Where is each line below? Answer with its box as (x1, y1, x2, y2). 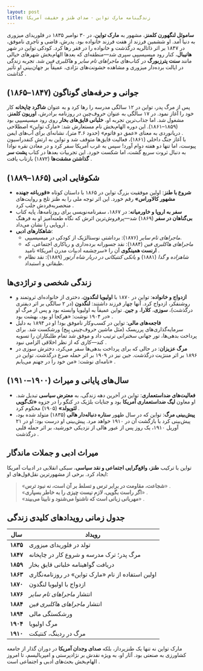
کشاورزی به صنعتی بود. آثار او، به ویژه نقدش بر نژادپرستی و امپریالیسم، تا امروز (7, 652, 187, 659)
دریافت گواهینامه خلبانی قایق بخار (28, 561, 114, 569)
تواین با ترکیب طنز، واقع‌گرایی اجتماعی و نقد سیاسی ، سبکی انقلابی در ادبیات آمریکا (7, 464, 192, 471)
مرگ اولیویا (28, 619, 58, 628)
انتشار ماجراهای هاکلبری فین (28, 600, 102, 609)
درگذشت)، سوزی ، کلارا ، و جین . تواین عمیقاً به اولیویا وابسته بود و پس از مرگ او (15, 306, 193, 313)
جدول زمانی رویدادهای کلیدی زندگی (7, 512, 125, 522)
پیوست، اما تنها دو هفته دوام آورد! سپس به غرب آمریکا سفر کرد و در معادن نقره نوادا (7, 142, 196, 149)
